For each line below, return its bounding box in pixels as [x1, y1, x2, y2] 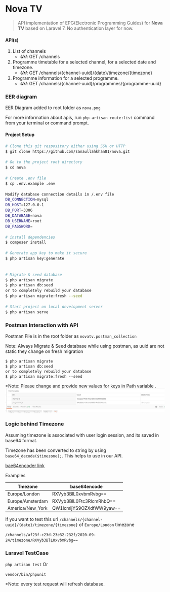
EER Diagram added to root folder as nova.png [5, 105, 101, 111]
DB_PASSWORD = [5, 224, 33, 229]
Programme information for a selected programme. [12, 75, 119, 81]
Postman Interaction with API [5, 321, 78, 328]
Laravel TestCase [5, 549, 49, 556]
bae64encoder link [5, 463, 45, 469]
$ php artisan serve [5, 309, 49, 315]
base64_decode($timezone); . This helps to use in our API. [5, 452, 123, 458]
